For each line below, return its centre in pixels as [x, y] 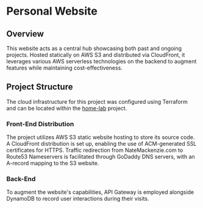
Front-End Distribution [40, 124]
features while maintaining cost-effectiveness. [65, 68]
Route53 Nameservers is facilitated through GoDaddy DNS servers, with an [101, 157]
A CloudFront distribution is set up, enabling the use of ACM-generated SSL [101, 144]
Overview [25, 34]
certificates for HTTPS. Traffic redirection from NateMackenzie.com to [95, 150]
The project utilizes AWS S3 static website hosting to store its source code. [101, 137]
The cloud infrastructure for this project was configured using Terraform [97, 101]
